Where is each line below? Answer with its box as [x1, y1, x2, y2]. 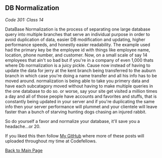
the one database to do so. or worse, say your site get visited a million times [5, 88, 158, 94]
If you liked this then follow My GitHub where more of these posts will [5, 133, 144, 139]
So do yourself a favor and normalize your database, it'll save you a [5, 118, 140, 124]
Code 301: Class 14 [5, 17, 44, 22]
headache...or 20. [5, 123, 41, 129]
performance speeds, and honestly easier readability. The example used [5, 41, 150, 48]
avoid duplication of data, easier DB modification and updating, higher [5, 36, 145, 42]
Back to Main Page [5, 147, 43, 153]
